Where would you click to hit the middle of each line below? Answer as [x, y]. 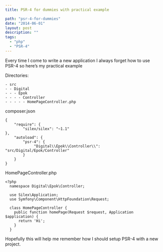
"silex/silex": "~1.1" [46, 129]
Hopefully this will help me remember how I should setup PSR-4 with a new [82, 239]
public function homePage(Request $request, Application [74, 212]
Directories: [17, 75]
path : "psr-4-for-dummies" [33, 19]
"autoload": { [28, 137]
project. [13, 244]
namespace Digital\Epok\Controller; [47, 186]
